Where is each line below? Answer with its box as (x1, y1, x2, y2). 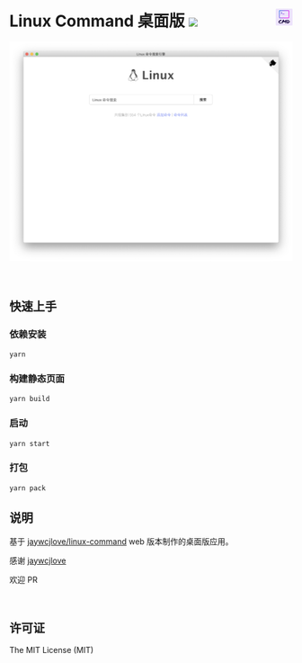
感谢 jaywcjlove (9, 555, 67, 566)
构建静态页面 (9, 372, 66, 385)
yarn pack (9, 483, 47, 493)
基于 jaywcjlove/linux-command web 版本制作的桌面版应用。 (9, 535, 234, 547)
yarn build (9, 395, 50, 404)
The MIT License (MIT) (9, 645, 94, 656)
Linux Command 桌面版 (9, 11, 186, 31)
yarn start (9, 439, 50, 448)
